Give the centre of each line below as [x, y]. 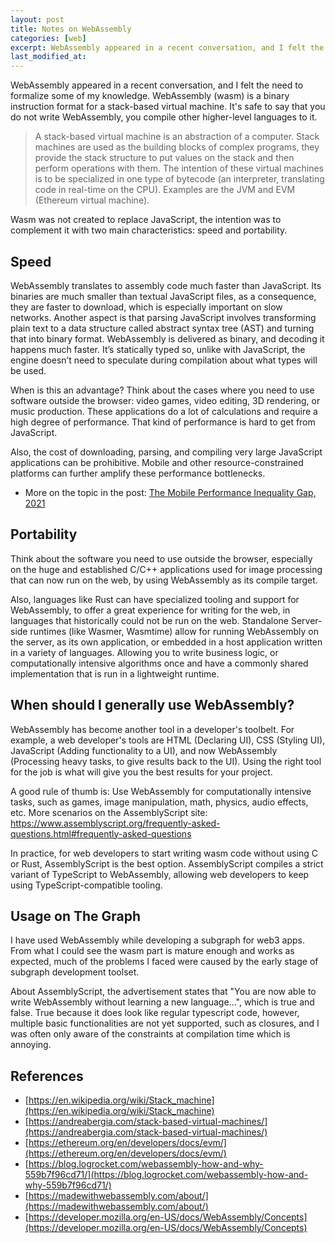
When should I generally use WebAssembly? [152, 705]
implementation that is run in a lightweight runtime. [115, 673]
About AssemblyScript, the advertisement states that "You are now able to [163, 992]
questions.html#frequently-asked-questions [101, 833]
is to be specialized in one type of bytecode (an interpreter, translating [179, 179]
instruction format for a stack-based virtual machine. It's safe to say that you [168, 107]
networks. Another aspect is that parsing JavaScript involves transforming [163, 317]
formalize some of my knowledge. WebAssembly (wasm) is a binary [150, 96]
